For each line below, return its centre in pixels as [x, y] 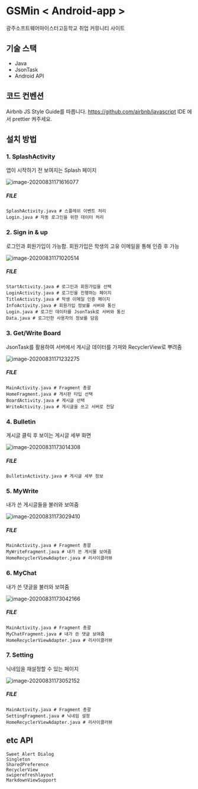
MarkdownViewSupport [32, 780]
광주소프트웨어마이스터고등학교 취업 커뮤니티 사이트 [66, 28]
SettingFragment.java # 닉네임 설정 [48, 716]
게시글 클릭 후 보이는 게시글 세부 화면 [49, 435]
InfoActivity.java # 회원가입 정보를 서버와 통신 [61, 306]
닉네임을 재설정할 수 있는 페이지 [43, 669]
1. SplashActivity [31, 157]
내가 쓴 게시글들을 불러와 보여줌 [43, 505]
